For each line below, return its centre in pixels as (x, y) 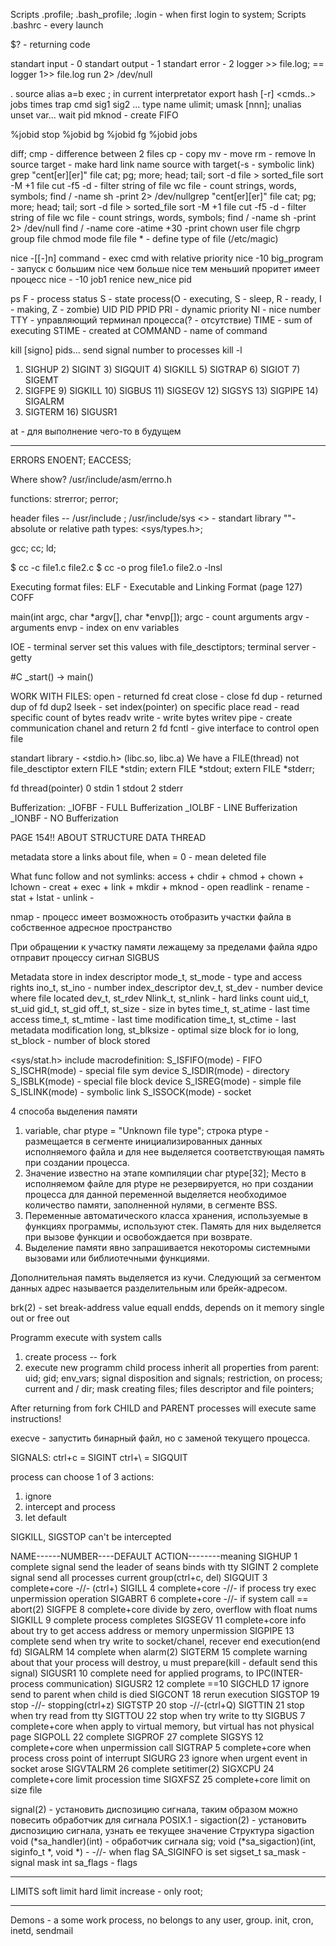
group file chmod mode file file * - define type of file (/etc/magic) (144, 238)
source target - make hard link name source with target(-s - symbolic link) (162, 164)
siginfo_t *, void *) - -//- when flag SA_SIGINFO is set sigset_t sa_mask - (158, 1852)
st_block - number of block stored (80, 1040)
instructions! (36, 1418)
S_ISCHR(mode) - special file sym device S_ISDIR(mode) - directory (150, 1070)
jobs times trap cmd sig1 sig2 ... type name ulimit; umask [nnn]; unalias (156, 104)
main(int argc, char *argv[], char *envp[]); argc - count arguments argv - (160, 617)
